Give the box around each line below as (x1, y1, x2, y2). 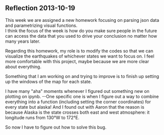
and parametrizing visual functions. (5, 22, 78, 28)
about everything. (5, 64, 41, 69)
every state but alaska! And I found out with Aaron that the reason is (5, 104, 145, 110)
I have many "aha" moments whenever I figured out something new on (5, 88, 150, 94)
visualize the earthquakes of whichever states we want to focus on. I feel (5, 53, 155, 59)
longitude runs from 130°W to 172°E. (5, 114, 80, 121)
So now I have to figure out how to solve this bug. (5, 124, 107, 130)
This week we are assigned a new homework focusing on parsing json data (5, 17, 160, 23)
